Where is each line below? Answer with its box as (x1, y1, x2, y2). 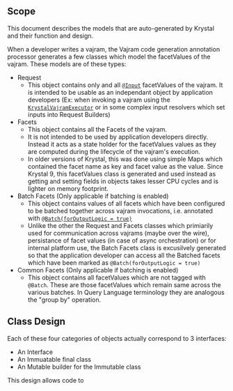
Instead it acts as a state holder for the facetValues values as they (27, 139, 217, 148)
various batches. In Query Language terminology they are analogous (27, 288, 225, 296)
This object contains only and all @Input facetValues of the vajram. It (27, 80, 223, 89)
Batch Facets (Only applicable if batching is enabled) (17, 192, 169, 200)
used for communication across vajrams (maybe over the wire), (27, 229, 210, 237)
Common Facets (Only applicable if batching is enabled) (17, 266, 179, 274)
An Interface (17, 348, 54, 356)
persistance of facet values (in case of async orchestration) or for (27, 236, 217, 245)
